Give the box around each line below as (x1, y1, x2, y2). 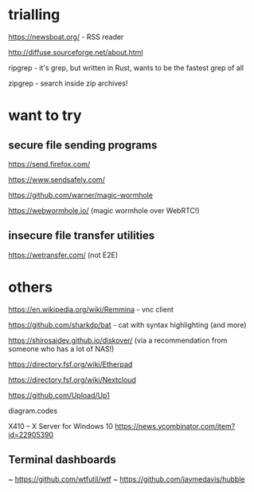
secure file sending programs (8, 138, 158, 152)
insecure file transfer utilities (8, 229, 155, 243)
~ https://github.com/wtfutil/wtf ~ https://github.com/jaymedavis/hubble (8, 474, 245, 484)
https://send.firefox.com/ (8, 159, 90, 169)
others (8, 278, 53, 296)
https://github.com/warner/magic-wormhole (8, 190, 154, 200)
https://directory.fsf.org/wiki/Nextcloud (8, 375, 137, 384)
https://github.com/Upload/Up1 (8, 390, 110, 400)
